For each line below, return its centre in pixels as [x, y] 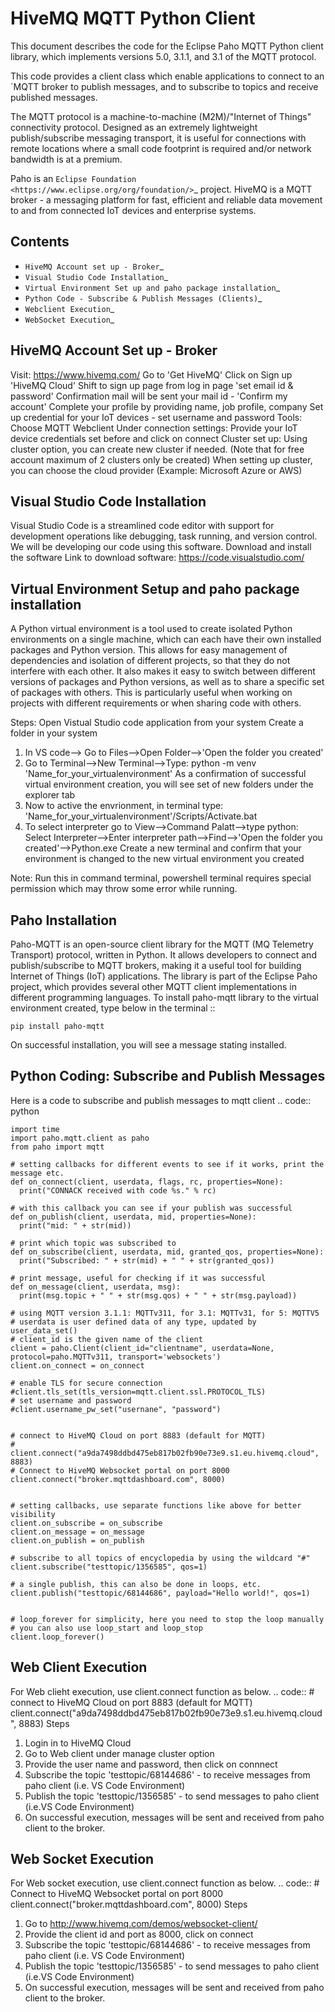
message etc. [37, 1173]
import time [35, 1129]
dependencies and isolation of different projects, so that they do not [150, 661]
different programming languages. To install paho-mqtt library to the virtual [164, 997]
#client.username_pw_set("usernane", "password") [116, 1409]
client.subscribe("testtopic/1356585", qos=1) [109, 1567]
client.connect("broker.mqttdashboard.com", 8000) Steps [129, 1904]
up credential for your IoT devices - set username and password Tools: [156, 417]
